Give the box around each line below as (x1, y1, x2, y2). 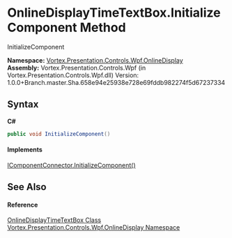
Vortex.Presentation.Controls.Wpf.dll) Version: (7, 71, 139, 79)
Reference (7, 200, 38, 209)
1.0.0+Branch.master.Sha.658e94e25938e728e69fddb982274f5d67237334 (7, 78, 226, 86)
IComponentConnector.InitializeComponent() (7, 161, 136, 169)
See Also (7, 181, 47, 193)
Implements (7, 145, 43, 154)
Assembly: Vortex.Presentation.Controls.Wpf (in (7, 63, 146, 72)
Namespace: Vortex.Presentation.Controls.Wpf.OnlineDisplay (7, 56, 183, 64)
